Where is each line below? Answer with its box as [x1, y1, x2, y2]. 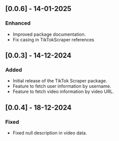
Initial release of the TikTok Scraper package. [12, 78, 107, 84]
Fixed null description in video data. [12, 130, 87, 136]
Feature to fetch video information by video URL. [12, 88, 114, 95]
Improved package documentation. [12, 31, 86, 37]
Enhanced [5, 20, 31, 27]
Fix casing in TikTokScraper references [12, 36, 95, 42]
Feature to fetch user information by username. [12, 83, 111, 89]
